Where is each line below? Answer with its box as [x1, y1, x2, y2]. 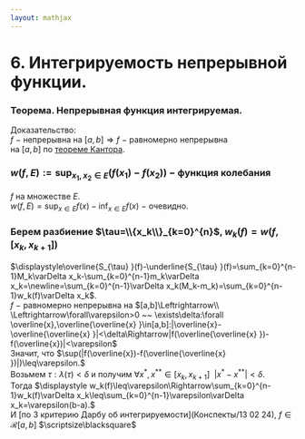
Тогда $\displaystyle [10, 380, 88, 391]
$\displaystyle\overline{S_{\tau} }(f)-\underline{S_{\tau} [10, 261, 219, 272]
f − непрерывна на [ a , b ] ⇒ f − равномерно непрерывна [10, 134, 228, 145]
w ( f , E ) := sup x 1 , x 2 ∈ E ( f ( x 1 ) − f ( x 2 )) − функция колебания [10, 167, 271, 183]
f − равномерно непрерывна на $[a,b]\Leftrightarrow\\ [10, 300, 220, 311]
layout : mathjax [10, 13, 72, 23]
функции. [10, 72, 87, 92]
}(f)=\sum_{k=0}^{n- [220, 261, 297, 272]
